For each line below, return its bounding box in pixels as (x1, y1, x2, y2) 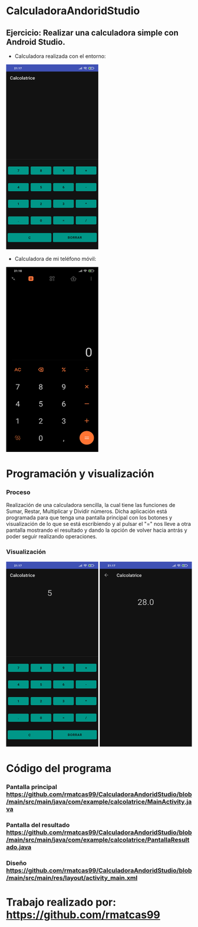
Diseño (6, 859, 27, 867)
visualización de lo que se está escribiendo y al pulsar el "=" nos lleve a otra (6, 521, 192, 528)
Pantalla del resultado (6, 821, 70, 829)
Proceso (6, 488, 31, 496)
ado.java (6, 843, 32, 851)
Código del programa (6, 761, 112, 775)
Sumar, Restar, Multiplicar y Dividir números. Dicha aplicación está (6, 508, 167, 515)
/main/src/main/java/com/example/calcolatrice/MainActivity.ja (6, 797, 192, 806)
